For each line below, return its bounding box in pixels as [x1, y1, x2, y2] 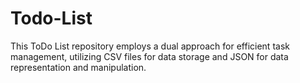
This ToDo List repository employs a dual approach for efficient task [10, 40, 290, 52]
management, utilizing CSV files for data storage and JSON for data [10, 50, 289, 62]
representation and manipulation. [10, 61, 147, 73]
